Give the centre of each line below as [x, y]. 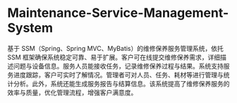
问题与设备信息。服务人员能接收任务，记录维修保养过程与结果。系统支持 [118, 66]
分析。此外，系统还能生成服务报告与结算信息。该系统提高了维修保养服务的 [121, 83]
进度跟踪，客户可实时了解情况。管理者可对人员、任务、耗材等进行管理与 [118, 75]
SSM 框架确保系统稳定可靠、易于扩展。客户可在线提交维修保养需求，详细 [114, 57]
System [30, 28]
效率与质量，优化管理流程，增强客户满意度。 [72, 92]
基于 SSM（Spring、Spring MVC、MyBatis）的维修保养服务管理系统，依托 [115, 48]
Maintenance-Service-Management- [118, 13]
